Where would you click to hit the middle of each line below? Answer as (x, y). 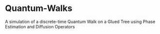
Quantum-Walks (39, 8)
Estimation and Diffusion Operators (40, 26)
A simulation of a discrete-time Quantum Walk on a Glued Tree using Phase (80, 22)
